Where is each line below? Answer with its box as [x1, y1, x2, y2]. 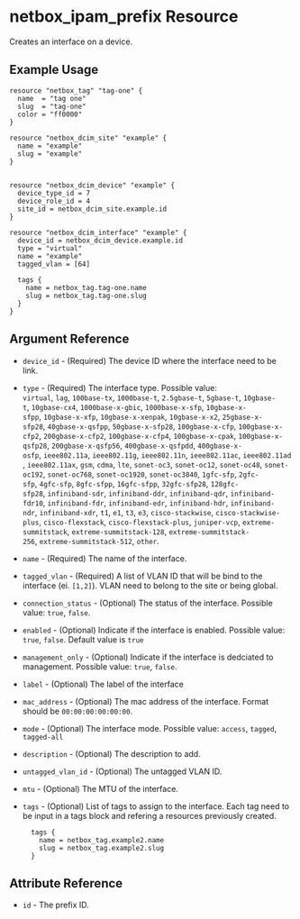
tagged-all [22, 732, 64, 742]
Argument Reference [9, 332, 130, 347]
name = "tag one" [17, 94, 87, 103]
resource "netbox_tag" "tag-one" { [9, 86, 143, 96]
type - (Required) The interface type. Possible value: [22, 382, 218, 393]
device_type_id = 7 [17, 188, 91, 197]
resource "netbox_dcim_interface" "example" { [9, 228, 187, 237]
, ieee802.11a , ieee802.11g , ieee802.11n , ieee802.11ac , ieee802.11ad [39, 449, 292, 460]
